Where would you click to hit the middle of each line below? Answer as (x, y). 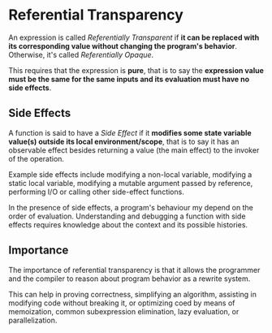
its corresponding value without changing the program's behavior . (123, 45)
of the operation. (37, 158)
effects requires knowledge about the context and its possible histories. (128, 224)
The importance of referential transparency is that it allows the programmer (134, 270)
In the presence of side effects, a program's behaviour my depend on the (131, 207)
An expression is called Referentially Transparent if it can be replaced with (134, 37)
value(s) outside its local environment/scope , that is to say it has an (124, 141)
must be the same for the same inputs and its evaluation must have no (129, 79)
